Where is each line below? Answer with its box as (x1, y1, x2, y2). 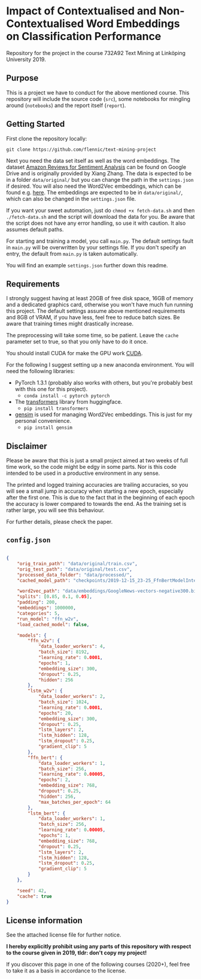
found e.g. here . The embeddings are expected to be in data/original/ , (6, 188, 183, 196)
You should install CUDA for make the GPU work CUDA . (6, 350, 143, 357)
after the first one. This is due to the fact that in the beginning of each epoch (6, 494, 195, 501)
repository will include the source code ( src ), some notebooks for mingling (6, 95, 190, 102)
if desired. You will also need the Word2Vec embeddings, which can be (6, 182, 182, 190)
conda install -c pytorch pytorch (23, 393, 110, 399)
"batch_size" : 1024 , (38, 699, 90, 705)
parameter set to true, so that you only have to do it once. (6, 338, 148, 345)
